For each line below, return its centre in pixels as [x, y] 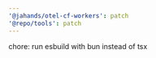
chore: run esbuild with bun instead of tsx [78, 46]
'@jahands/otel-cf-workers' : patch [69, 16]
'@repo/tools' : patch [45, 23]
